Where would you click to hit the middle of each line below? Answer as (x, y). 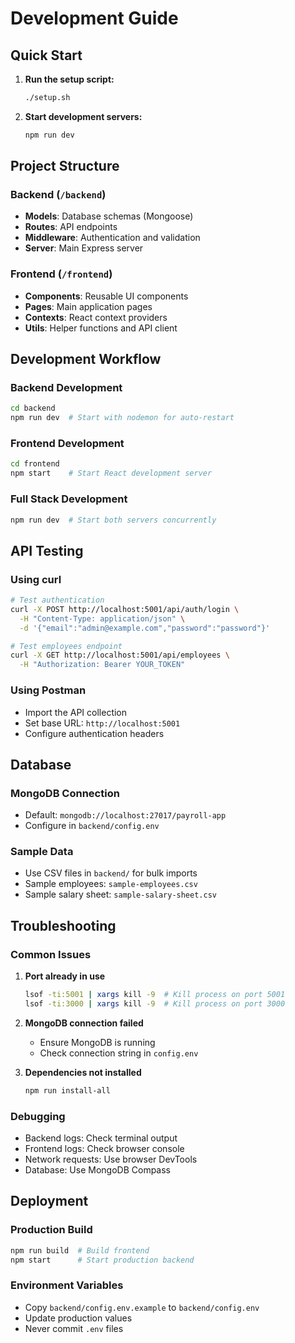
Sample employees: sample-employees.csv (111, 884)
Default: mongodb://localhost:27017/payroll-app (125, 815)
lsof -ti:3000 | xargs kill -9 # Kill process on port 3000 (155, 1004)
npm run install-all (67, 1090)
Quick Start (46, 55)
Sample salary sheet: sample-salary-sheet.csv (120, 894)
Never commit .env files (74, 1328)
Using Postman (48, 690)
